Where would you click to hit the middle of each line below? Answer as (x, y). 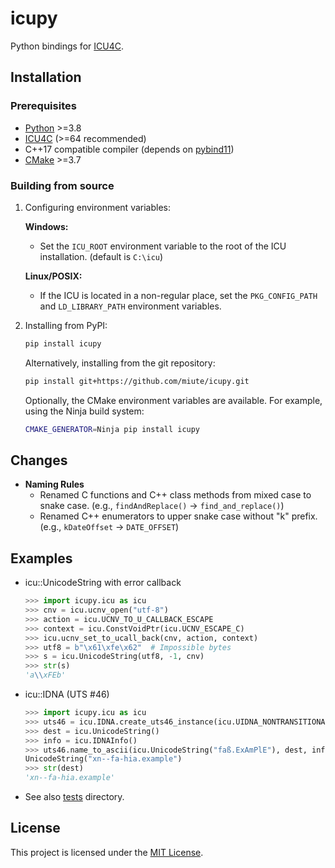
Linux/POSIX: (53, 276)
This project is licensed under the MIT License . (107, 852)
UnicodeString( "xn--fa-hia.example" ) (103, 759)
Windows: (46, 226)
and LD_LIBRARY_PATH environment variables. (130, 306)
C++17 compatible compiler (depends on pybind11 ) (129, 149)
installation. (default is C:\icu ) (101, 256)
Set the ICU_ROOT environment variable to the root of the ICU (163, 246)
